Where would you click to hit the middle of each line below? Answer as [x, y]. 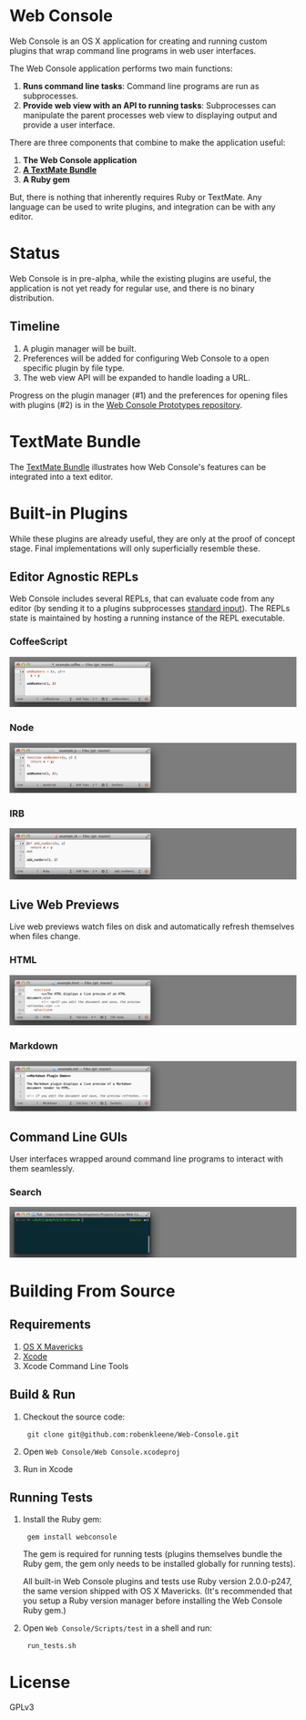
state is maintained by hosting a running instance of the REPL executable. [147, 618]
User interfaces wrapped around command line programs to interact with [147, 1159]
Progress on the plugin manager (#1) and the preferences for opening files [149, 395]
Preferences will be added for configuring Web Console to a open [146, 358]
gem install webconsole [72, 1537]
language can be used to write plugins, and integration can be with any [143, 207]
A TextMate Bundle [60, 169]
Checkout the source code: [74, 1417]
